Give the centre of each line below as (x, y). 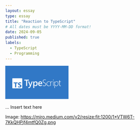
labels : (13, 43)
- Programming (25, 53)
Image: (12, 117)
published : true (22, 37)
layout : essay (20, 11)
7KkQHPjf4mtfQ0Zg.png (31, 122)
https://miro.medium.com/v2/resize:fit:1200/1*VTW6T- (78, 117)
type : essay (18, 16)
